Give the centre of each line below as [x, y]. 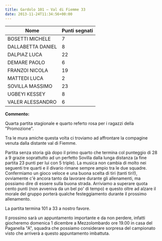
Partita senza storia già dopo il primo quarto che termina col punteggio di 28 [81, 152]
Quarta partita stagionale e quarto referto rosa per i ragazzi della [70, 123]
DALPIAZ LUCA [25, 54]
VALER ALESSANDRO [32, 102]
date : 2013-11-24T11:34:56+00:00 [39, 14]
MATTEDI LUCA [25, 78]
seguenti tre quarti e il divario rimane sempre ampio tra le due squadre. [76, 168]
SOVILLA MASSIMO [30, 86]
